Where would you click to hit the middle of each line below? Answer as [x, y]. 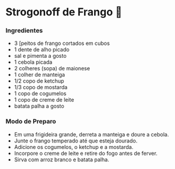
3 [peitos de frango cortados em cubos [62, 43]
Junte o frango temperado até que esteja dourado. [76, 141]
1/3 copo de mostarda [41, 87]
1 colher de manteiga [40, 75]
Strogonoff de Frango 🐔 [64, 12]
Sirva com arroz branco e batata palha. [62, 160]
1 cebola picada [33, 62]
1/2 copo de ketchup [39, 81]
